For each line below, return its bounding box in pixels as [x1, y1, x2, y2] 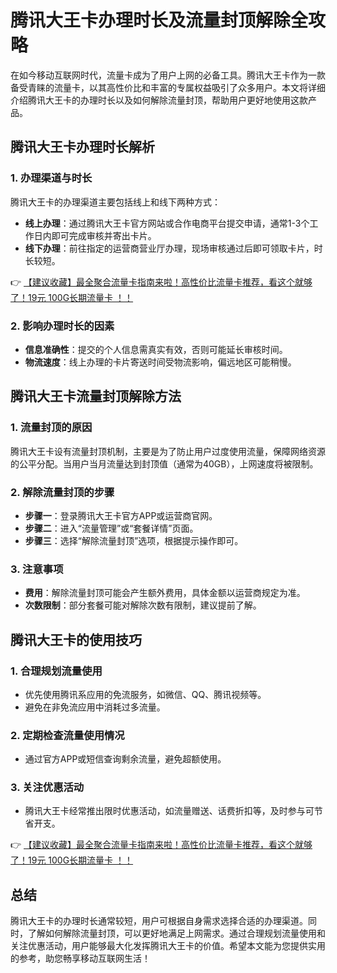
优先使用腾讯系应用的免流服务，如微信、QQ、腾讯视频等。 [24, 688, 267, 700]
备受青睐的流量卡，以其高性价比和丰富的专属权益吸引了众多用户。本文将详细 [10, 81, 326, 93]
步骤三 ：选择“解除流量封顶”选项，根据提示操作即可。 [24, 534, 244, 546]
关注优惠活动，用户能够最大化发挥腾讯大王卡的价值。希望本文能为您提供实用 [10, 940, 326, 952]
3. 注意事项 [10, 562, 64, 576]
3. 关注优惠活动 [10, 781, 85, 795]
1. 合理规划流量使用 [10, 664, 103, 678]
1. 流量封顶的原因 [10, 421, 93, 435]
